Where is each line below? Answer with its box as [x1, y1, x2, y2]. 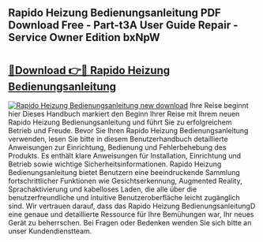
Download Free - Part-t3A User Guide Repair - [8, 19, 239, 32]
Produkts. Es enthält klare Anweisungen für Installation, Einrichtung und [8, 151, 242, 160]
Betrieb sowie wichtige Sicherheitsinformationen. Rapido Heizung [8, 159, 222, 169]
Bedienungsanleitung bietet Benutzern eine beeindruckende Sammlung [8, 168, 241, 177]
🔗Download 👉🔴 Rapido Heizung [8, 63, 171, 77]
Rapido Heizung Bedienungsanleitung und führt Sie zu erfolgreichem [8, 117, 232, 127]
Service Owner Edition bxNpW [8, 31, 160, 44]
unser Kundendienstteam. [8, 226, 92, 236]
